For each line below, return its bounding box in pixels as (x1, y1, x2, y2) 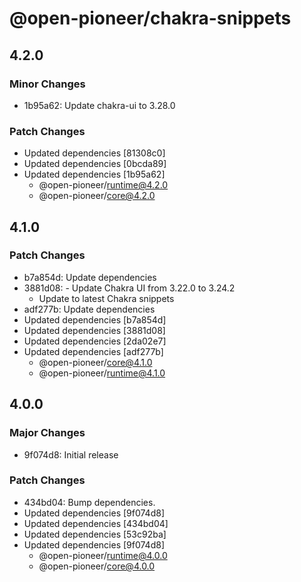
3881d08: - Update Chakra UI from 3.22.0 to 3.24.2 (23, 282, 236, 294)
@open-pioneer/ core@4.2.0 (38, 190, 156, 202)
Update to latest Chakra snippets (38, 292, 175, 304)
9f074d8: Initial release (23, 448, 119, 461)
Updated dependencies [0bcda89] (23, 158, 167, 170)
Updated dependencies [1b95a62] (23, 168, 166, 181)
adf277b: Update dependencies (23, 303, 156, 315)
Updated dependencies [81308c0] (23, 147, 166, 159)
